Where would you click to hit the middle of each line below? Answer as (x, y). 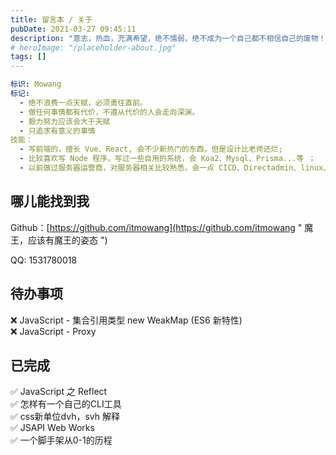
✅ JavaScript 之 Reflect (59, 392)
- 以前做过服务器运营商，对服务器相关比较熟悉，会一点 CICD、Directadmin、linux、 (175, 168)
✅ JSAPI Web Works (52, 428)
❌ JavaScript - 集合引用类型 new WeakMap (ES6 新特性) (126, 320)
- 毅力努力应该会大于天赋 (65, 121)
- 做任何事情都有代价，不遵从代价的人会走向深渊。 (109, 112)
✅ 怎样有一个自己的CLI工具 (66, 404)
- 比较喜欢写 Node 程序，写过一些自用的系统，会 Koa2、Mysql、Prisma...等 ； (168, 159)
